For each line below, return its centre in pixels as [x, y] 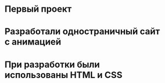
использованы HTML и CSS [64, 75]
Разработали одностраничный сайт [82, 32]
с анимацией [33, 42]
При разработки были [52, 64]
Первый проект [38, 9]
